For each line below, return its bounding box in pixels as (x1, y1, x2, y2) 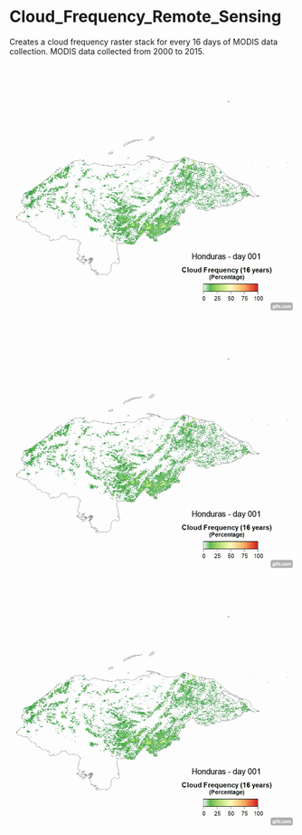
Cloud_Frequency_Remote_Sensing (9, 6, 282, 27)
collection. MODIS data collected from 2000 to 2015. (9, 45, 205, 56)
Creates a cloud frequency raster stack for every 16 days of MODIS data (9, 36, 278, 47)
